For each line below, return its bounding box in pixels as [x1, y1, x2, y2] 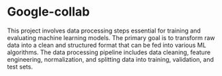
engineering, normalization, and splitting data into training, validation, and [7, 55, 214, 63]
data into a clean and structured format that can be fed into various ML [7, 41, 206, 49]
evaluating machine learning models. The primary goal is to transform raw [7, 33, 215, 41]
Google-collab [7, 4, 90, 20]
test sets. [7, 62, 33, 71]
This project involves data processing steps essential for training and [7, 26, 202, 35]
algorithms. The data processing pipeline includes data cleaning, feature [7, 48, 211, 56]
